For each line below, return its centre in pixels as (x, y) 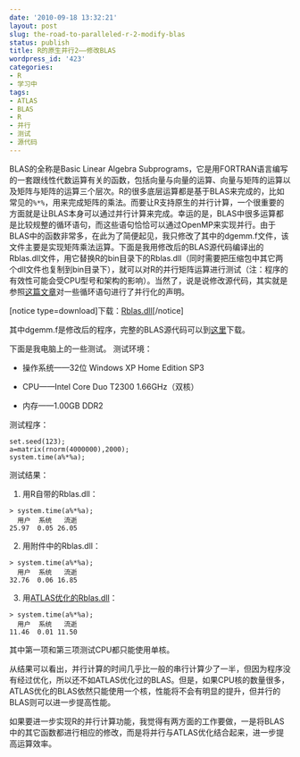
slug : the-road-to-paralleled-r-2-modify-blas (97, 34)
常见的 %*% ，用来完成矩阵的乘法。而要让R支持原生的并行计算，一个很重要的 (147, 202)
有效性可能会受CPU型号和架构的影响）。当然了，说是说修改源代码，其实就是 (149, 280)
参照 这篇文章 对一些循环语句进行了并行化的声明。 (99, 291)
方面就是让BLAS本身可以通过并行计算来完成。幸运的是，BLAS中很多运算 (143, 213)
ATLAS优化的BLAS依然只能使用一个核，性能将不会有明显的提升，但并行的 (145, 691)
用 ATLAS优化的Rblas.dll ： (70, 597)
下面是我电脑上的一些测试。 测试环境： (81, 349)
